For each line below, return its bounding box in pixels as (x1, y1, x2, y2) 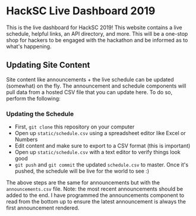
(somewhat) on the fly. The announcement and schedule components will (6, 82, 186, 89)
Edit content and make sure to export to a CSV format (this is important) (14, 142, 191, 149)
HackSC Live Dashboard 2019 (6, 4, 156, 18)
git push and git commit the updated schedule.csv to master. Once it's (14, 161, 189, 168)
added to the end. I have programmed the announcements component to (6, 192, 185, 199)
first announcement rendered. (6, 204, 80, 212)
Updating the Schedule (6, 109, 74, 118)
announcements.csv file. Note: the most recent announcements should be (6, 186, 183, 193)
